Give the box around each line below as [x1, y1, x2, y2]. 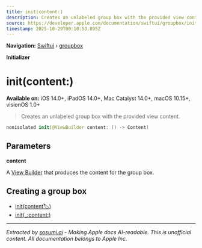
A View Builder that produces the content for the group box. [6, 169, 155, 176]
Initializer [6, 54, 30, 61]
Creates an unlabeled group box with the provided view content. [20, 113, 180, 120]
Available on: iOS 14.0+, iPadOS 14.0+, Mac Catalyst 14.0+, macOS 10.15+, [6, 95, 191, 102]
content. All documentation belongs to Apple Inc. [6, 235, 127, 242]
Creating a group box [6, 186, 87, 196]
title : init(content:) [6, 8, 63, 15]
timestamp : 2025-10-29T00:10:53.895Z [6, 25, 101, 32]
